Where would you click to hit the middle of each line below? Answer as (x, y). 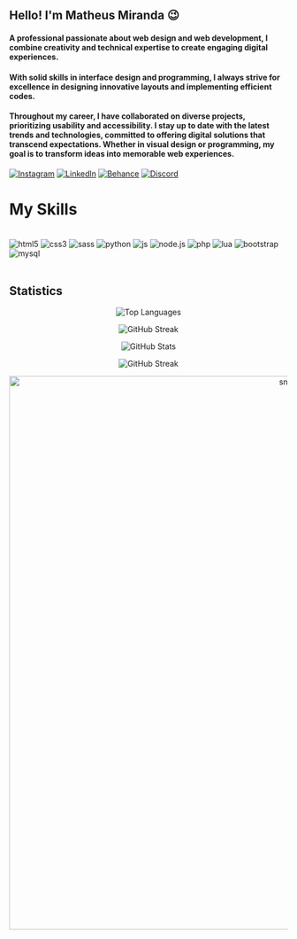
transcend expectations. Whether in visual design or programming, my (142, 144)
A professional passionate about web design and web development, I (138, 38)
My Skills (43, 209)
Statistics (36, 291)
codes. (22, 96)
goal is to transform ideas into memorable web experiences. (122, 154)
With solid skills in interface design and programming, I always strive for (145, 77)
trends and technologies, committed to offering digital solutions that (137, 135)
